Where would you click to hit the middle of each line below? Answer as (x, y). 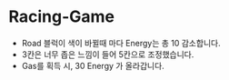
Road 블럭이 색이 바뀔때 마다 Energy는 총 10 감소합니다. (121, 43)
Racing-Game (62, 17)
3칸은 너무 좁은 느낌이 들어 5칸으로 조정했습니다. (108, 54)
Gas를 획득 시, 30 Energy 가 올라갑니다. (93, 65)
